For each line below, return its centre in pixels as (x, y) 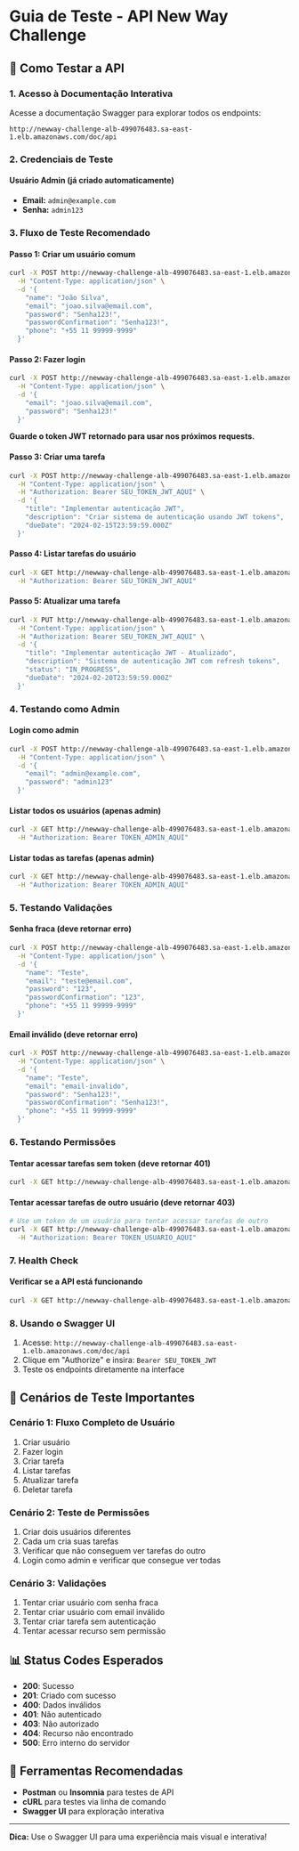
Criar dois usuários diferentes (77, 1532)
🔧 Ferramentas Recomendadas (97, 1770)
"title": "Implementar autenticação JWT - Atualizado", (131, 653)
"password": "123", (61, 989)
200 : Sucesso (48, 1686)
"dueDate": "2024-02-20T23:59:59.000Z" (99, 678)
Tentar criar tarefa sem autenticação (89, 1621)
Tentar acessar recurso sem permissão (94, 1631)
